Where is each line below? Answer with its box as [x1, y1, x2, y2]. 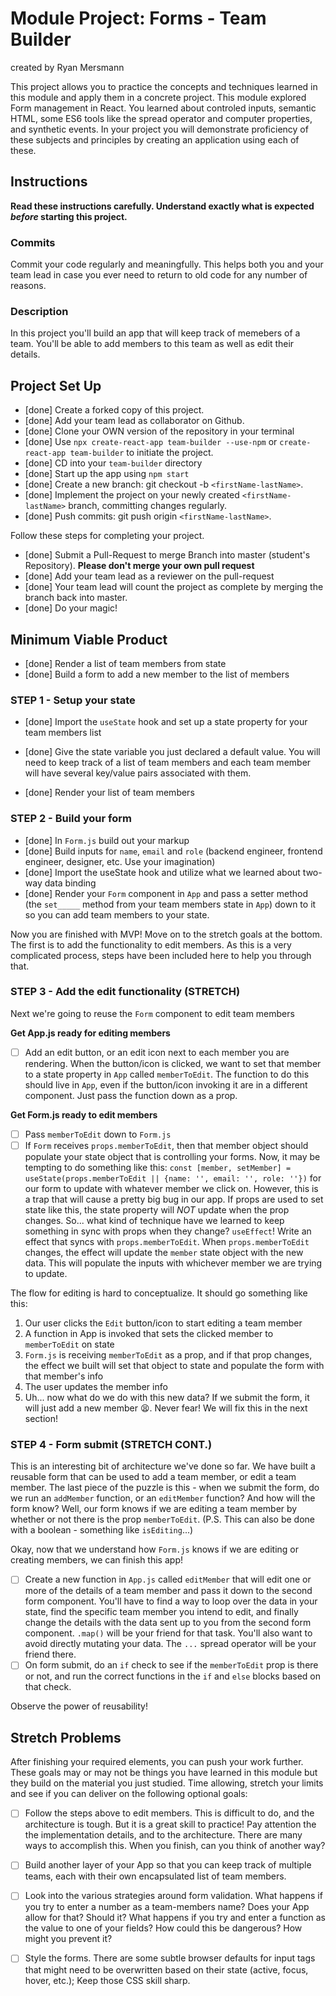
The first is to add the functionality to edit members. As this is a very [10, 938, 292, 951]
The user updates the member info [24, 1381, 168, 1393]
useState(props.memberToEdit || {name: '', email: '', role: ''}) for [24, 1172, 322, 1184]
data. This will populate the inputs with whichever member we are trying [24, 1257, 323, 1269]
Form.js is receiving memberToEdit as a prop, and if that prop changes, [24, 1349, 313, 1361]
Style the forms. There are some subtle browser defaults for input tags [24, 1952, 316, 1964]
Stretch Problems [10, 1729, 122, 1746]
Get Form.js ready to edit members [10, 1108, 158, 1121]
